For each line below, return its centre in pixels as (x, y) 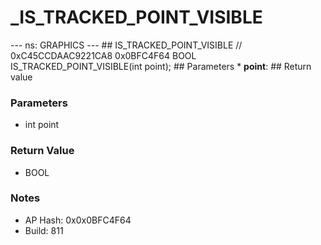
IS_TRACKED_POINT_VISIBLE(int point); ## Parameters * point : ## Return (161, 66)
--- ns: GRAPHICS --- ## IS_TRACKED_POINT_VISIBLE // (126, 45)
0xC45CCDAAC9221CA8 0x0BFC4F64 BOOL (103, 55)
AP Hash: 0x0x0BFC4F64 (78, 220)
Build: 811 (44, 230)
